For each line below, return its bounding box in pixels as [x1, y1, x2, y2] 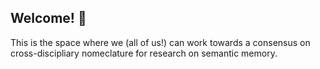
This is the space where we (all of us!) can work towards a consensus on [10, 36, 311, 48]
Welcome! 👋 [10, 10, 87, 27]
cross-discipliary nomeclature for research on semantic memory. [10, 47, 278, 59]
